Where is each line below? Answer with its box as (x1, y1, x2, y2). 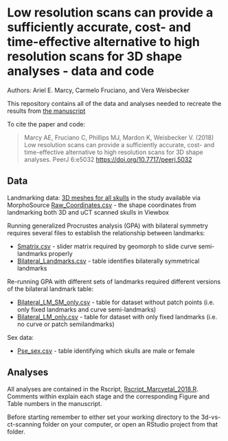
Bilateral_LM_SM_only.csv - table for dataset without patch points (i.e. (16, 298, 215, 306)
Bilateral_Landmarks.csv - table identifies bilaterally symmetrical (16, 257, 200, 265)
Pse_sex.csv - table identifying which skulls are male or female (16, 346, 195, 355)
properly (48, 249, 73, 257)
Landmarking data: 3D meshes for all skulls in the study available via (7, 193, 201, 202)
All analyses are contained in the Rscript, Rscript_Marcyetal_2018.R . (7, 385, 198, 393)
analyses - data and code (7, 63, 155, 79)
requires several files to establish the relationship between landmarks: (7, 228, 205, 237)
